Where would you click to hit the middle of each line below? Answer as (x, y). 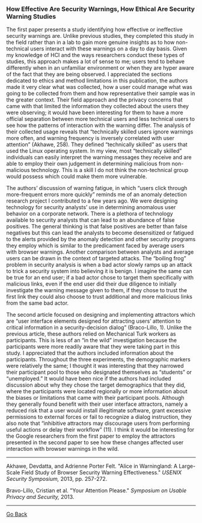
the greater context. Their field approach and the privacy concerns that (94, 100)
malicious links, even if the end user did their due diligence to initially (91, 284)
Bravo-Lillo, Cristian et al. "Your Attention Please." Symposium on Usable (96, 491)
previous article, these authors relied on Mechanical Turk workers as (91, 334)
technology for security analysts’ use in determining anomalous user (91, 207)
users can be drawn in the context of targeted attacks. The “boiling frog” (96, 258)
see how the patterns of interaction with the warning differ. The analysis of (99, 126)
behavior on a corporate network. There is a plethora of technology (90, 214)
